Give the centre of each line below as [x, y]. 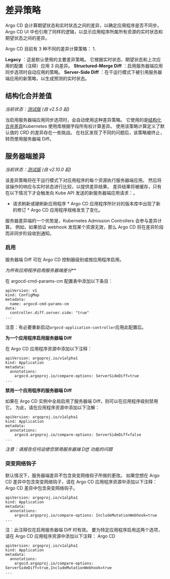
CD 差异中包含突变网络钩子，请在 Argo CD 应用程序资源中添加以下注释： [81, 482]
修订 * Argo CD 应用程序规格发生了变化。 [60, 210]
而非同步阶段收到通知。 [30, 233]
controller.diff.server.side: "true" [50, 313]
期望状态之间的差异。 [27, 38]
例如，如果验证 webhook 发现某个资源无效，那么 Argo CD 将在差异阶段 [89, 227]
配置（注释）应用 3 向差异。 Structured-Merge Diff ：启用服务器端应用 [88, 66]
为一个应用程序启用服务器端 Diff [38, 338]
